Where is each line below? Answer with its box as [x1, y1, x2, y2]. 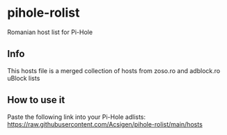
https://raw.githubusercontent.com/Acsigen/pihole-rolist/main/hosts [7, 120, 203, 128]
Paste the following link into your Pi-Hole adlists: [7, 113, 146, 121]
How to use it [7, 94, 65, 106]
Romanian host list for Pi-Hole [7, 28, 93, 36]
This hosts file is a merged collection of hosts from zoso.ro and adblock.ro [7, 66, 221, 74]
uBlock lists [7, 74, 40, 82]
